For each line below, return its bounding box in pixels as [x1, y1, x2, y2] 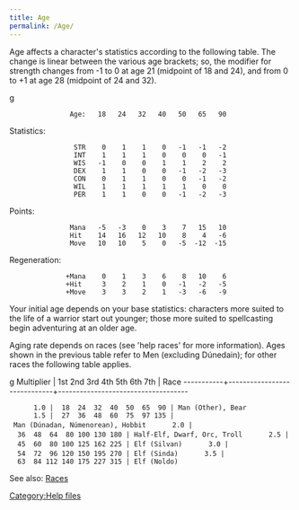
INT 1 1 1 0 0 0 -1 [73, 150, 227, 160]
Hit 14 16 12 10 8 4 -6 [69, 231, 227, 240]
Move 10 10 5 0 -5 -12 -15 [69, 239, 227, 248]
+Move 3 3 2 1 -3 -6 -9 [66, 287, 227, 296]
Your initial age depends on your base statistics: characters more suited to [9, 303, 285, 314]
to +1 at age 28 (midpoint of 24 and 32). [9, 75, 157, 85]
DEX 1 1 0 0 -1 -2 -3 [73, 166, 227, 175]
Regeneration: [9, 254, 61, 265]
